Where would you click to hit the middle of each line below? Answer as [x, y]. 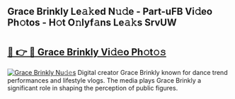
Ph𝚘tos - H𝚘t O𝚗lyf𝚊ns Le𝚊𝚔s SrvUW [92, 23]
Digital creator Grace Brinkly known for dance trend [153, 72]
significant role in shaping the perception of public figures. [93, 88]
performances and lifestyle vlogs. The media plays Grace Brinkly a [104, 80]
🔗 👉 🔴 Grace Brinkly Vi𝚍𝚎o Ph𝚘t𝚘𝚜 [87, 52]
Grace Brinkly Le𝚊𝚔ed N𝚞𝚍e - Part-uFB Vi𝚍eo [110, 12]
